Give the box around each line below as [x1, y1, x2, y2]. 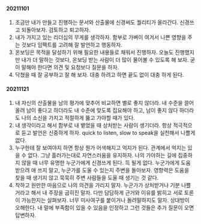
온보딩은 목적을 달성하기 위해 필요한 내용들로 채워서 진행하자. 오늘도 [14, 49, 174, 56]
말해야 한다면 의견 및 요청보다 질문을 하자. [21, 63, 119, 71]
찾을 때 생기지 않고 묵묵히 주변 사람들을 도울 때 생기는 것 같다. [14, 174, 159, 181]
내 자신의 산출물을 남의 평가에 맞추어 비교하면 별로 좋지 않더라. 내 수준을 [14, 99, 183, 107]
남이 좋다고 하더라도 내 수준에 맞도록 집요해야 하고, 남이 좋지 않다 [26, 107, 178, 114]
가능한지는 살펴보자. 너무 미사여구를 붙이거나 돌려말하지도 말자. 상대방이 [21, 196, 190, 204]
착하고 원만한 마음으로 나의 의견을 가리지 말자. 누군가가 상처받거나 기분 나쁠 [14, 181, 191, 189]
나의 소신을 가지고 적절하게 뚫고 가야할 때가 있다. [21, 114, 135, 122]
